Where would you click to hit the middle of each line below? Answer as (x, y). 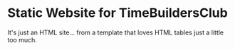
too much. (22, 39)
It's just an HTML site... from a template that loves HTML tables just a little (116, 32)
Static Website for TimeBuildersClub (117, 13)
